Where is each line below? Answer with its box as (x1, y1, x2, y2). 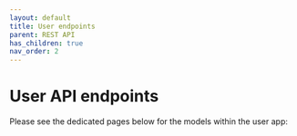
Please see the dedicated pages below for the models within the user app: (9, 116, 289, 127)
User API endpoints (9, 86, 159, 107)
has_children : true (9, 38, 84, 48)
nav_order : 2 (9, 47, 59, 56)
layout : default (9, 13, 71, 23)
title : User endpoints (9, 22, 96, 31)
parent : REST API (9, 30, 76, 39)
